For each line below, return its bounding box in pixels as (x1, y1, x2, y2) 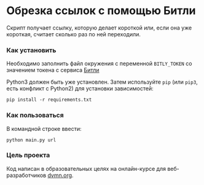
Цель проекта (6, 151, 50, 160)
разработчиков (6, 171, 47, 179)
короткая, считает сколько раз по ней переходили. (6, 30, 141, 37)
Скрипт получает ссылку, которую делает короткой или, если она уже (6, 24, 192, 31)
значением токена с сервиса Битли (6, 66, 100, 74)
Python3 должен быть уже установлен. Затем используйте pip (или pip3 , (6, 78, 198, 86)
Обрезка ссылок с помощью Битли (6, 4, 196, 18)
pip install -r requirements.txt (6, 96, 92, 103)
